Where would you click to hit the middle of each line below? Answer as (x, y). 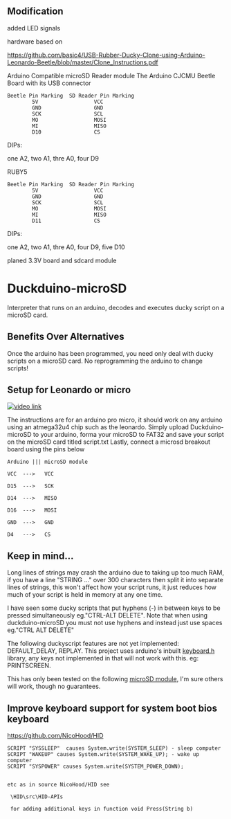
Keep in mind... (40, 556)
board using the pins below (46, 449)
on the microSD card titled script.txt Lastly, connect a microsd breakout (109, 442)
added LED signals (34, 28)
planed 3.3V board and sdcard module (62, 260)
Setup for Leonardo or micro (69, 389)
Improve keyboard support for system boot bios (112, 708)
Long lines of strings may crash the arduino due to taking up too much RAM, (116, 573)
